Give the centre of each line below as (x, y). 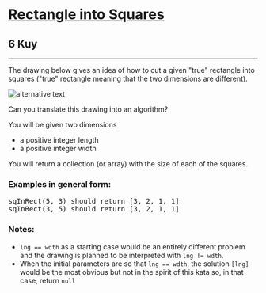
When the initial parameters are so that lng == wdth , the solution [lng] (134, 264)
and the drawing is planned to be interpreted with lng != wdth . (122, 255)
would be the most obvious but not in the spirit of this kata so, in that (131, 272)
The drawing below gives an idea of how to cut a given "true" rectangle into (131, 70)
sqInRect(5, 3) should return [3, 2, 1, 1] (94, 201)
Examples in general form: (60, 184)
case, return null (47, 280)
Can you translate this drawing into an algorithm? (88, 109)
